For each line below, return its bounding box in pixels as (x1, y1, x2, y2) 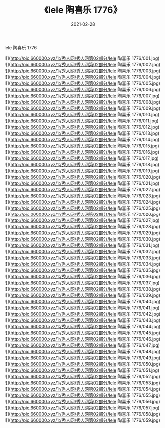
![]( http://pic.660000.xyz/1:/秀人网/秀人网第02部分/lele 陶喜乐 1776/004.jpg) (4, 74, 161, 80)
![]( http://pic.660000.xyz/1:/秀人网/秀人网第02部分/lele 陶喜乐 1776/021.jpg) (4, 180, 160, 186)
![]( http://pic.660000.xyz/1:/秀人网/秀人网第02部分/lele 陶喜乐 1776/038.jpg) (4, 286, 160, 292)
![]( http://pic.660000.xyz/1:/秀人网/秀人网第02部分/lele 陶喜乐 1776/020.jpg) (4, 174, 160, 180)
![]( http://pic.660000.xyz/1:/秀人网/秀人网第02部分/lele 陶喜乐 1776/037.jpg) (4, 280, 160, 286)
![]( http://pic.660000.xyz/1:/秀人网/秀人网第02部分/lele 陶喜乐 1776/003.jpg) (4, 68, 161, 74)
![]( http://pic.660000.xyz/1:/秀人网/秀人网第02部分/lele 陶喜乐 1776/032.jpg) (4, 248, 161, 254)
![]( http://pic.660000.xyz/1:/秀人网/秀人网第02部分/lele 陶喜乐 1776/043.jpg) (4, 317, 161, 323)
